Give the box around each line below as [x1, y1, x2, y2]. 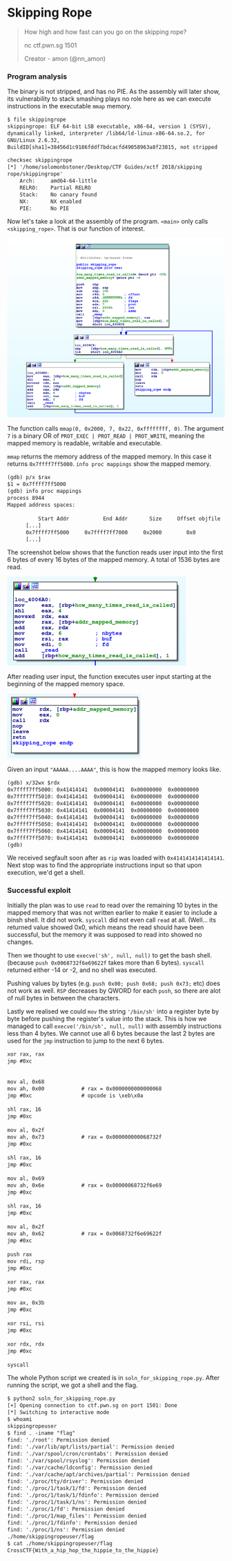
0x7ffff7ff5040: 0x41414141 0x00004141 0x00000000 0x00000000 [7, 813, 199, 821]
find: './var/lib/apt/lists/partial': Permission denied [7, 1444, 175, 1451]
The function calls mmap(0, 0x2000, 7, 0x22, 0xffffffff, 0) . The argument [7, 424, 224, 432]
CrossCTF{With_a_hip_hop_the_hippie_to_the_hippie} [7, 1547, 159, 1554]
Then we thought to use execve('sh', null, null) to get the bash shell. [7, 951, 213, 960]
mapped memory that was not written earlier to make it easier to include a [7, 909, 217, 917]
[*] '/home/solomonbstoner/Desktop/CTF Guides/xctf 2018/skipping [7, 164, 202, 171]
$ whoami [7, 1416, 32, 1423]
